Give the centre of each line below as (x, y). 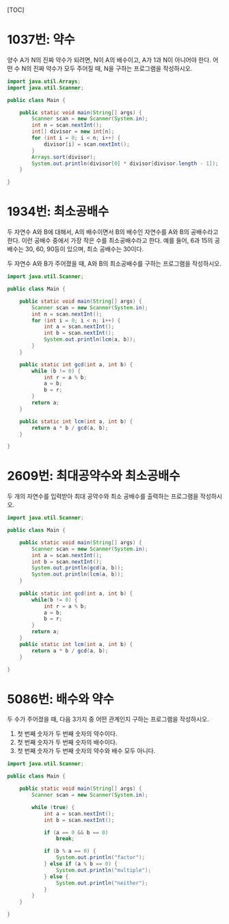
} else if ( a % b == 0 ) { (80, 864)
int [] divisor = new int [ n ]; (73, 132)
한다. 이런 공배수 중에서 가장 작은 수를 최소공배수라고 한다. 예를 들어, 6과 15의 (110, 241)
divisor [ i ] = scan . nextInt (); (86, 144)
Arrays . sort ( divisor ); (64, 157)
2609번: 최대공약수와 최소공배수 (94, 476)
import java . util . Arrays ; (44, 81)
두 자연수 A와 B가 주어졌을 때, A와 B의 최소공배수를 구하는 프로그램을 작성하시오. (114, 264)
